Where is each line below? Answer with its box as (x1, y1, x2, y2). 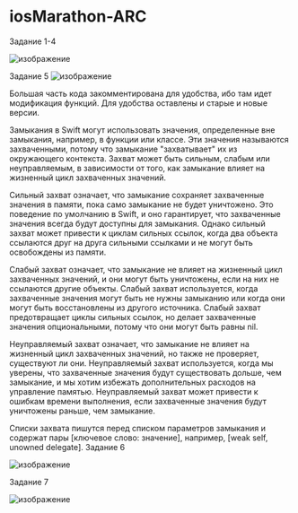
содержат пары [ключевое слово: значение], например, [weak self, (9, 432, 268, 443)
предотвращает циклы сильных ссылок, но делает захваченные (9, 311, 257, 322)
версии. (9, 107, 40, 117)
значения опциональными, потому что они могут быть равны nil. (9, 321, 259, 332)
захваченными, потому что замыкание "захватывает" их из (9, 143, 238, 154)
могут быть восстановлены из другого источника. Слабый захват (9, 302, 261, 313)
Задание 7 (9, 476, 49, 487)
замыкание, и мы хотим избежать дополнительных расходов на (9, 377, 256, 387)
